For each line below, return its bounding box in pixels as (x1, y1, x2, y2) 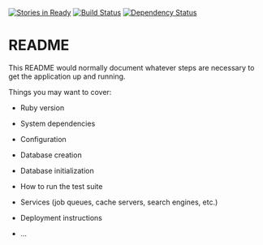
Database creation (19, 150, 83, 160)
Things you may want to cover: (8, 87, 112, 97)
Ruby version (19, 102, 65, 113)
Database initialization (19, 165, 95, 175)
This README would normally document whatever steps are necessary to (8, 62, 255, 72)
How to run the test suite (19, 181, 103, 191)
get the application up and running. (8, 71, 126, 81)
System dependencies (19, 118, 96, 128)
